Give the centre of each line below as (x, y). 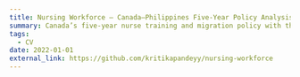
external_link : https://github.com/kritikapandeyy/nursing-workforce (142, 58)
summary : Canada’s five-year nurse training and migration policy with (145, 26)
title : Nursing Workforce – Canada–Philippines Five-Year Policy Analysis (151, 17)
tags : (19, 34)
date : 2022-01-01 (42, 50)
